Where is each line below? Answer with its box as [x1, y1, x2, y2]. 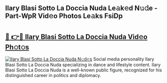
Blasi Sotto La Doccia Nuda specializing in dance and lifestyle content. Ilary [5, 62, 161, 67]
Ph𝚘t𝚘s [5, 42, 29, 51]
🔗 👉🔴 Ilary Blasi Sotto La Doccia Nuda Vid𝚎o [5, 32, 148, 41]
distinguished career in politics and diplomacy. [5, 72, 101, 78]
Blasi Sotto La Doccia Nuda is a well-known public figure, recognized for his [5, 67, 162, 73]
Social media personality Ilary [93, 56, 154, 62]
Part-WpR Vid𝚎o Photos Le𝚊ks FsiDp [5, 12, 123, 20]
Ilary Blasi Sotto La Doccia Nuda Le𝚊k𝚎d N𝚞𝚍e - [5, 4, 158, 12]
